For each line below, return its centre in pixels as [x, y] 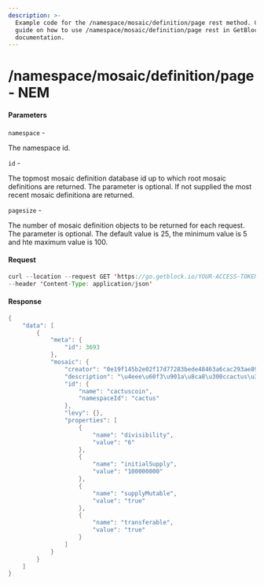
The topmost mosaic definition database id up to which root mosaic [117, 178]
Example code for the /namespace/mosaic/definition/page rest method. [133, 23]
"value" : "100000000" [128, 472]
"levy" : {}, [84, 413]
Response [25, 302]
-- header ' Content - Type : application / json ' [81, 283]
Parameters [27, 115]
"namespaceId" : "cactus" [119, 399]
